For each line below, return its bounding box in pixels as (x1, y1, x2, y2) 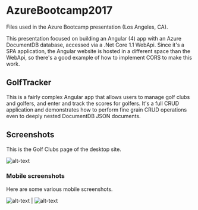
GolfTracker (6, 78, 52, 88)
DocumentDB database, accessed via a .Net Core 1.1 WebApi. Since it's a (6, 41, 184, 48)
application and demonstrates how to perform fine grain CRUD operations (6, 106, 187, 113)
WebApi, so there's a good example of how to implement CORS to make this (6, 54, 192, 61)
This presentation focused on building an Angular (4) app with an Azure (6, 35, 182, 42)
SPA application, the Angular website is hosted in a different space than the (6, 47, 191, 54)
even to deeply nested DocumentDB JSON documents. (6, 112, 141, 119)
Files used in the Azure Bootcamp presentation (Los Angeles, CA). (6, 23, 168, 30)
